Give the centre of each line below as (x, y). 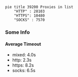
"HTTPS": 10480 (29, 16)
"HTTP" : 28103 (29, 11)
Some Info (18, 32)
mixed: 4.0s (24, 55)
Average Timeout (23, 44)
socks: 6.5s (24, 71)
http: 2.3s (22, 60)
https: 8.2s (23, 65)
